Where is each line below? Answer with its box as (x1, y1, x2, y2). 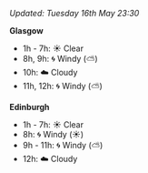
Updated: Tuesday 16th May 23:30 (9, 8, 140, 18)
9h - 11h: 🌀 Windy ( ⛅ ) (22, 140, 104, 150)
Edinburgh (9, 102, 50, 112)
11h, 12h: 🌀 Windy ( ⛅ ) (22, 81, 103, 91)
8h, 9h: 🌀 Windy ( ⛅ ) (22, 54, 98, 64)
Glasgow (9, 25, 44, 36)
